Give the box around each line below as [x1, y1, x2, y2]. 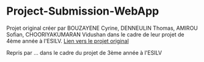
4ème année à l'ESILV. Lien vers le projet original [6, 37, 129, 44]
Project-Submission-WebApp [6, 4, 159, 18]
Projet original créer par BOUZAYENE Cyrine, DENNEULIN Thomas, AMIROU [6, 24, 199, 32]
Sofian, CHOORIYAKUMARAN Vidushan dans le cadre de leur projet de [6, 30, 184, 38]
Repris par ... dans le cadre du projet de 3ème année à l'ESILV [6, 49, 162, 56]
